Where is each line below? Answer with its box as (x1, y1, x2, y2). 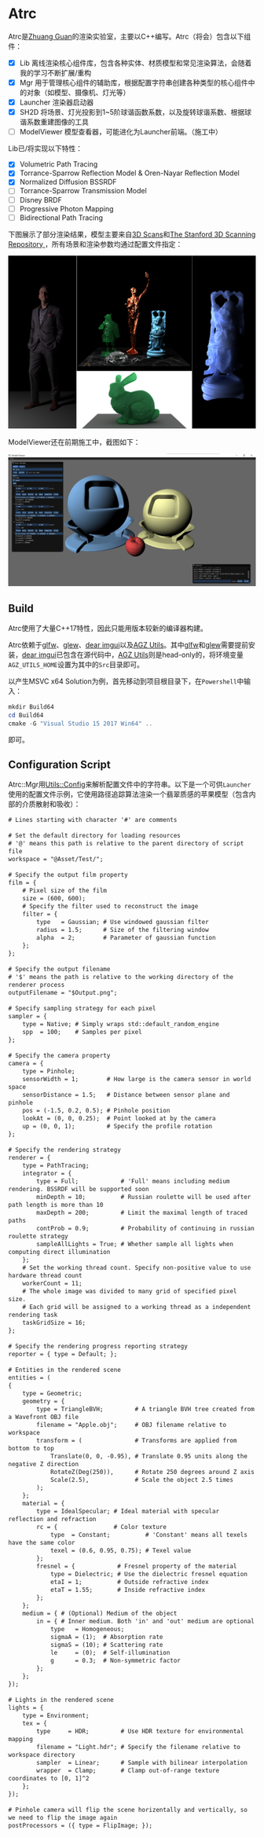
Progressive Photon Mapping (19, 203, 114, 213)
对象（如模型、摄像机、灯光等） (26, 88, 130, 97)
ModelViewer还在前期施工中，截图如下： (8, 437, 141, 446)
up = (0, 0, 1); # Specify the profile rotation (22, 1123, 213, 1131)
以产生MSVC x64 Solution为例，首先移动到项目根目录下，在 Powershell (8, 676, 237, 686)
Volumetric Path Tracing (19, 159, 98, 169)
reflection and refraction (8, 1516, 97, 1523)
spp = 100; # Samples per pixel (22, 1028, 143, 1036)
